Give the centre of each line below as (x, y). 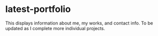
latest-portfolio (38, 9)
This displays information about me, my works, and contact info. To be (79, 23)
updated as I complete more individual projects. (55, 28)
